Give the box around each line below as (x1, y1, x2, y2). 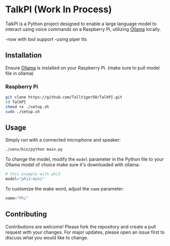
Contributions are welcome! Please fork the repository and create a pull (5, 223, 156, 230)
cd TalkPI (5, 99, 27, 104)
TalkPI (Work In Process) (5, 4, 112, 15)
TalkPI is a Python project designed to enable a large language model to (5, 21, 157, 27)
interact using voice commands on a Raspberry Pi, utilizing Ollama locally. (5, 26, 161, 32)
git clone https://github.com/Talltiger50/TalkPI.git (5, 95, 123, 100)
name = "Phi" (5, 196, 29, 201)
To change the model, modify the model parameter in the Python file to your (5, 156, 164, 163)
